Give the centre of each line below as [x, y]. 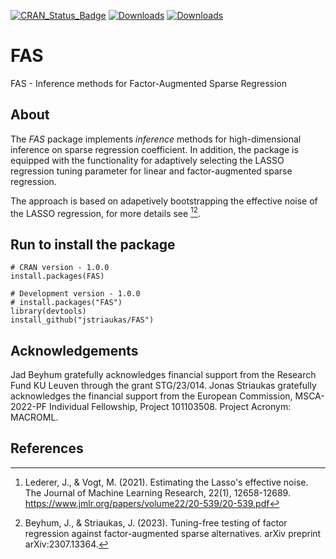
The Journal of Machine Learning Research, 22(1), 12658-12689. [157, 492]
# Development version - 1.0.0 [75, 294]
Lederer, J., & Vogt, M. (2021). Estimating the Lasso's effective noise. [166, 482]
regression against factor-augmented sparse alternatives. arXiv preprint [173, 533]
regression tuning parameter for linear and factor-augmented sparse [151, 171]
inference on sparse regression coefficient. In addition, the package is [154, 149]
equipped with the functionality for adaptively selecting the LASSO [147, 160]
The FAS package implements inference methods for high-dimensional [156, 139]
